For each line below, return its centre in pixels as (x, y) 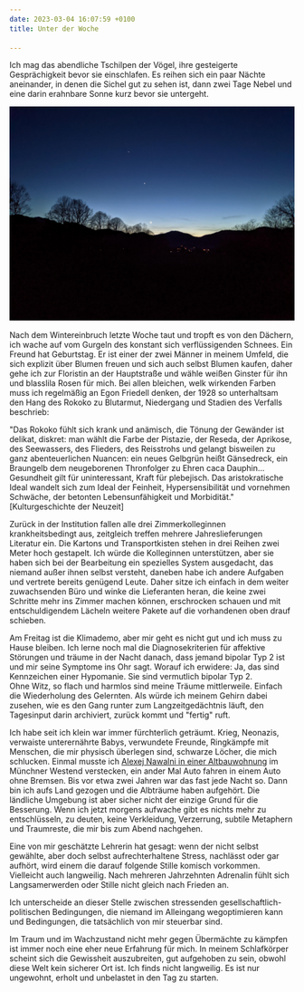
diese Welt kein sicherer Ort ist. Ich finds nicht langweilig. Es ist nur (135, 968)
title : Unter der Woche (54, 29)
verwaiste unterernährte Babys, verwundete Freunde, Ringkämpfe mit (139, 742)
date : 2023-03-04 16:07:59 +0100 (72, 19)
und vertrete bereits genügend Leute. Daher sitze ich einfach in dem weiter (149, 582)
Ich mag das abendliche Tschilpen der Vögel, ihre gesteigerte (123, 65)
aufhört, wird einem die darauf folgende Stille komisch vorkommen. (135, 866)
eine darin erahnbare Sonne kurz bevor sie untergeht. (109, 94)
